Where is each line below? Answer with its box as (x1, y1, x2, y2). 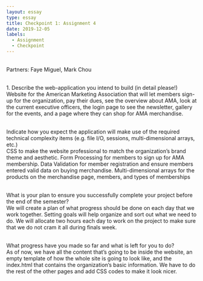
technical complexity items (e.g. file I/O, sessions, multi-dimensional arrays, (6, 134, 195, 141)
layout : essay (6, 8, 42, 15)
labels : (6, 32, 26, 38)
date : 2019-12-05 (6, 25, 50, 32)
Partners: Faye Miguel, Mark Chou (6, 66, 92, 73)
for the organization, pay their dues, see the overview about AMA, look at (14, 96, 197, 104)
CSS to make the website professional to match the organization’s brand (6, 147, 187, 155)
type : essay (6, 15, 36, 21)
